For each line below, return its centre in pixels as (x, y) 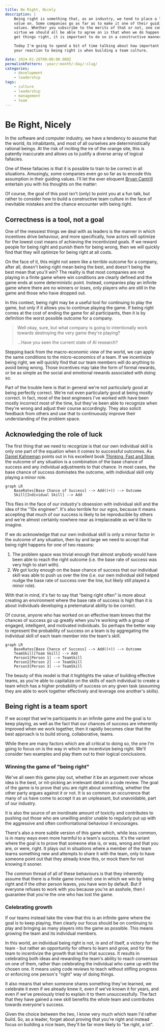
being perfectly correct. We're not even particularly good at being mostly (79, 393)
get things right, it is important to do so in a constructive (80, 37)
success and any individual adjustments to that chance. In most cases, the (80, 467)
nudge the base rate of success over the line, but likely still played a (81, 580)
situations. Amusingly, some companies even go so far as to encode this (78, 174)
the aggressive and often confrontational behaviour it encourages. (72, 823)
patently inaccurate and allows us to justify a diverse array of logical (74, 154)
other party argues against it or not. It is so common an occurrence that (77, 793)
